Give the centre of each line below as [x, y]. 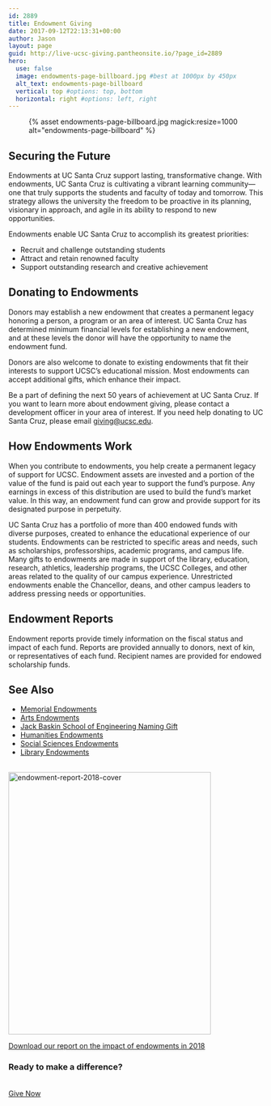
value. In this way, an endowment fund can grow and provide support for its [134, 500]
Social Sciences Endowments [69, 744]
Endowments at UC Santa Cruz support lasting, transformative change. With [135, 176]
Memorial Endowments [58, 709]
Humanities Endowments [61, 735]
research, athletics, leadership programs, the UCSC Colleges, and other [128, 567]
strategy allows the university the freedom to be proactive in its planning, [130, 201]
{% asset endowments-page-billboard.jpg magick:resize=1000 [133, 122]
